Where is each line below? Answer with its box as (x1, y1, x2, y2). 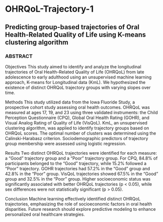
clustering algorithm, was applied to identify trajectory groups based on (5, 125, 149, 131)
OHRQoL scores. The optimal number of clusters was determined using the (5, 130, 156, 136)
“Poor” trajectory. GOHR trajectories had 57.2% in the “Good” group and (5, 165, 150, 171)
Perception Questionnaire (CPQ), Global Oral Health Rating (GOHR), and (5, 115, 150, 121)
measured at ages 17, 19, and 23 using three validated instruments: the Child (5, 109, 158, 115)
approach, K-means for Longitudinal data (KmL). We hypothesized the (5, 79, 146, 85)
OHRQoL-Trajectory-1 (5, 3, 94, 15)
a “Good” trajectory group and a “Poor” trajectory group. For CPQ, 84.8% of (5, 155, 158, 161)
